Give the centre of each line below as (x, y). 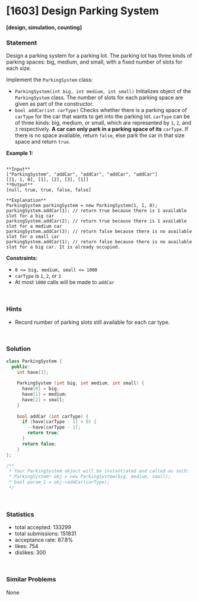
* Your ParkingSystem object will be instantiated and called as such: (99, 471)
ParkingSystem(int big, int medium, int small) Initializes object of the (103, 91)
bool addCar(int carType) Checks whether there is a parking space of (101, 110)
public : (21, 367)
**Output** (20, 185)
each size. (19, 68)
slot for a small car (33, 237)
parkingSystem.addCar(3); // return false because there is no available (99, 232)
